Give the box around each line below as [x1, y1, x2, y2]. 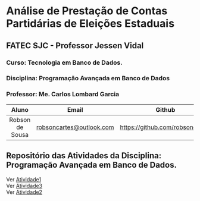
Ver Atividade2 [6, 189, 43, 196]
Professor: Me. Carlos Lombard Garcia [6, 90, 120, 99]
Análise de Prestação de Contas [6, 4, 168, 18]
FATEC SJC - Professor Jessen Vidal [6, 40, 144, 51]
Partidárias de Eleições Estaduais [6, 17, 174, 30]
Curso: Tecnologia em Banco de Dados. [6, 58, 123, 67]
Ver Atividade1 [6, 175, 42, 183]
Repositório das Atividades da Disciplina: [6, 150, 162, 161]
